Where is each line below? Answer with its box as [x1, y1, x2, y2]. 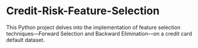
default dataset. [6, 36, 45, 43]
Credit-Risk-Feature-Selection [6, 4, 160, 18]
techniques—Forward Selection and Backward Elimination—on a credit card [6, 30, 193, 37]
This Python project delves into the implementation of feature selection [6, 24, 181, 31]
